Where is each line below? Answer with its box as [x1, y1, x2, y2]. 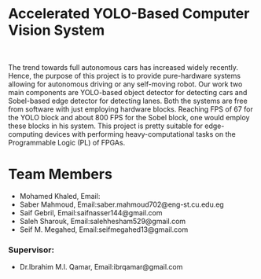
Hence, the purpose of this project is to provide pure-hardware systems [8, 71, 241, 80]
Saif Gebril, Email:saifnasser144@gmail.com [19, 207, 163, 217]
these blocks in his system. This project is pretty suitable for [8, 121, 203, 130]
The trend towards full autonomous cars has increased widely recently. [8, 62, 238, 72]
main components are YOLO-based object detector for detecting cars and [8, 87, 248, 97]
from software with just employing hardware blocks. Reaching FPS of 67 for [8, 104, 253, 114]
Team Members [8, 166, 112, 183]
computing [8, 129, 43, 138]
